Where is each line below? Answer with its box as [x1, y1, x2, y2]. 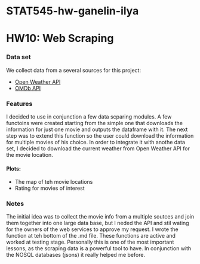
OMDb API [14, 84, 41, 92]
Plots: [6, 165, 21, 172]
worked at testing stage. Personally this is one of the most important [6, 238, 174, 246]
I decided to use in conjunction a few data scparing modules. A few [6, 113, 172, 120]
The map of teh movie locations [14, 178, 93, 186]
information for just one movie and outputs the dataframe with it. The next [6, 126, 188, 133]
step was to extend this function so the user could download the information [6, 132, 194, 139]
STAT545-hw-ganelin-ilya [6, 4, 139, 18]
